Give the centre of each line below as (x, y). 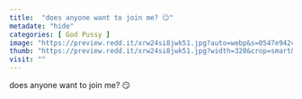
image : (22, 43)
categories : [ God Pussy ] (60, 34)
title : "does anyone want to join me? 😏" (91, 18)
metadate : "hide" (42, 26)
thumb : (22, 51)
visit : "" (28, 59)
